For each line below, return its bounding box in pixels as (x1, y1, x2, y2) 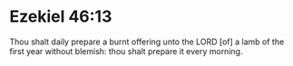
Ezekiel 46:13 (9, 6, 112, 27)
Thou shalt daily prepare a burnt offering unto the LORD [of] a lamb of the (9, 36, 285, 47)
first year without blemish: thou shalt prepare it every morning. (9, 45, 243, 56)
